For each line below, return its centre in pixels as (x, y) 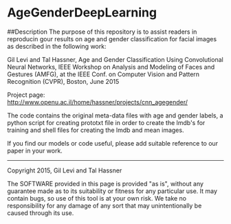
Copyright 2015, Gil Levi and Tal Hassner (65, 170)
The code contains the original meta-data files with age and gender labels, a (115, 115)
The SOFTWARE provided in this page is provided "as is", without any (106, 183)
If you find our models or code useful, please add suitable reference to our (113, 143)
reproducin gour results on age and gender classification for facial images (112, 38)
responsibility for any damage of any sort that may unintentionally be (104, 205)
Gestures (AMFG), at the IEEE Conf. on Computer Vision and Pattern (103, 74)
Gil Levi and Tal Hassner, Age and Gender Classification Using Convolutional (115, 59)
